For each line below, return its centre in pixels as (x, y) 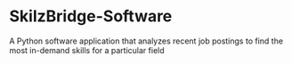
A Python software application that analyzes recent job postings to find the (146, 41)
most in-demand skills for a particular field (87, 50)
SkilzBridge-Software (91, 16)
